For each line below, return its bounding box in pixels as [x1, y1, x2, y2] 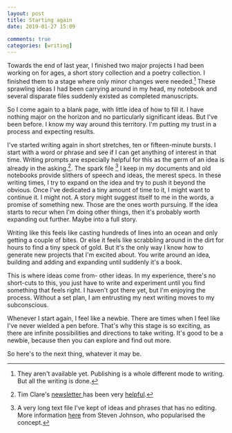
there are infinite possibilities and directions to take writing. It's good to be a [7, 329, 223, 338]
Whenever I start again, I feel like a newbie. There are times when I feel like [7, 314, 220, 322]
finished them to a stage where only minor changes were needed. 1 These [7, 76, 216, 85]
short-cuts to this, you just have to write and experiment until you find [7, 279, 206, 287]
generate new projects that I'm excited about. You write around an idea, [7, 250, 211, 259]
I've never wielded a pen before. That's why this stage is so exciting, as [7, 322, 211, 330]
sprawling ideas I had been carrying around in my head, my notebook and [7, 84, 217, 93]
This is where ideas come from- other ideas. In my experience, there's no [7, 271, 216, 280]
